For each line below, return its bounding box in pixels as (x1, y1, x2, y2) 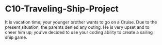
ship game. (5, 34, 28, 40)
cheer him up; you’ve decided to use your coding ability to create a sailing (5, 29, 153, 35)
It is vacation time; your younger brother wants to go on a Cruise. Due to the (5, 19, 157, 25)
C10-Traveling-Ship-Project (5, 3, 119, 14)
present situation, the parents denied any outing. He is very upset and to (5, 24, 149, 30)
